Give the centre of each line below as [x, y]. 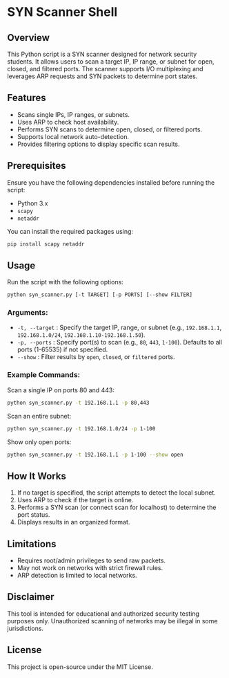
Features [27, 98]
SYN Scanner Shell [62, 12]
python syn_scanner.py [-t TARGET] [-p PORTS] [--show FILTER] [100, 295]
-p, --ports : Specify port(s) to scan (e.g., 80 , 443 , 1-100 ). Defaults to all [120, 342]
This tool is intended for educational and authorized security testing [103, 614]
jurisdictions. [25, 628]
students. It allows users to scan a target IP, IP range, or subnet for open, [111, 62]
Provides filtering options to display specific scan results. [99, 144]
